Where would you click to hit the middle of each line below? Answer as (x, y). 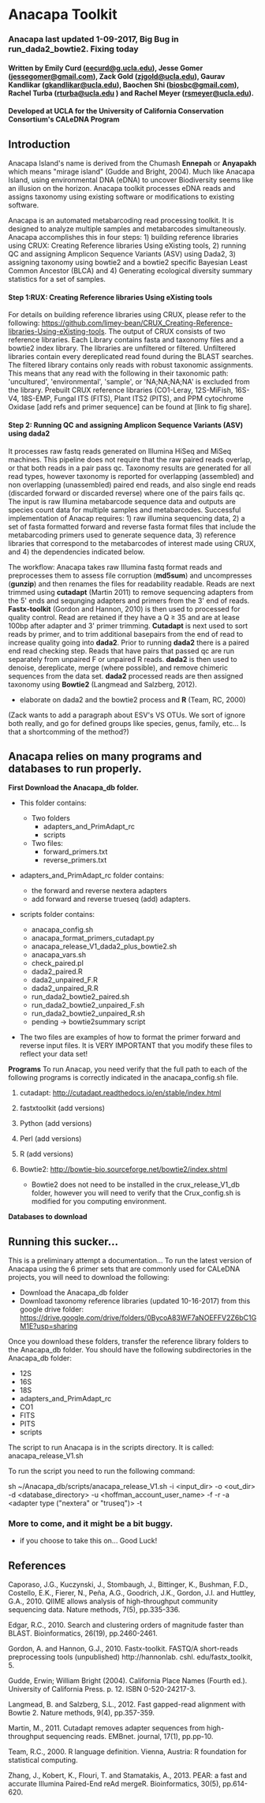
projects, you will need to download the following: (89, 1277)
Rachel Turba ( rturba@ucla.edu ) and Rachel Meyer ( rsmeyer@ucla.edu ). (131, 93)
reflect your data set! (54, 1054)
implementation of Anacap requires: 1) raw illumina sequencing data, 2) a (127, 518)
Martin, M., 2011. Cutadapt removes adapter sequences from (106, 1728)
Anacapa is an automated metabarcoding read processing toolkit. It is (121, 221)
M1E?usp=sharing (49, 1326)
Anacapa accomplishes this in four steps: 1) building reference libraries (123, 238)
